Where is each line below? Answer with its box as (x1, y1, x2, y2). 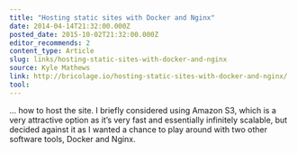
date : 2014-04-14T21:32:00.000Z (9, 22, 130, 31)
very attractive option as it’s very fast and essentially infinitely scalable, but (9, 114, 288, 125)
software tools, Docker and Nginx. (9, 133, 137, 144)
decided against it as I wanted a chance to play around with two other (9, 123, 268, 135)
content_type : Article (9, 47, 94, 56)
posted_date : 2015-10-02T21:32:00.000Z (9, 30, 159, 39)
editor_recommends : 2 (9, 38, 91, 48)
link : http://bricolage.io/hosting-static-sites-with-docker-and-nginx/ (9, 72, 288, 81)
